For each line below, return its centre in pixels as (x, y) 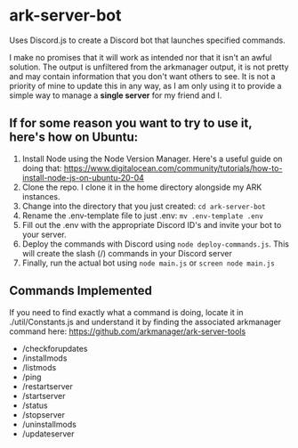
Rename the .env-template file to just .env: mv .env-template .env (143, 216)
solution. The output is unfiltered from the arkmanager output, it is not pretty (149, 67)
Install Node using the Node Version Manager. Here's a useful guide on (152, 159)
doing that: (42, 168)
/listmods (39, 367)
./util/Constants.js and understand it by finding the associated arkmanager (145, 322)
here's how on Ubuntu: (74, 138)
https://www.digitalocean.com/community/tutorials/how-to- (173, 168)
